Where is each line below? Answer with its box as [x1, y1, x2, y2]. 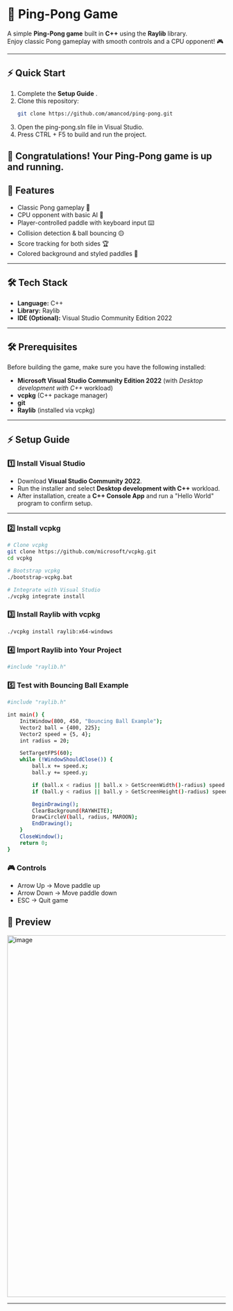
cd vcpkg [7, 555, 33, 562]
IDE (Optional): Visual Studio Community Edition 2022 [17, 313, 173, 322]
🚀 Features [7, 184, 55, 197]
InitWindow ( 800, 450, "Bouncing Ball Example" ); [19, 717, 163, 724]
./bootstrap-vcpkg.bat [7, 573, 73, 580]
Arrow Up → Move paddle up [17, 882, 101, 889]
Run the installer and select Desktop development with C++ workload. [17, 484, 221, 493]
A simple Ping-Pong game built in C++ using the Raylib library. [7, 29, 188, 38]
